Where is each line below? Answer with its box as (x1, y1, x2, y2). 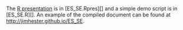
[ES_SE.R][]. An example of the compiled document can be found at (6, 11, 171, 18)
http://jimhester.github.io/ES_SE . (6, 18, 84, 24)
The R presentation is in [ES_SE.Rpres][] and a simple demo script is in (6, 5, 178, 12)
